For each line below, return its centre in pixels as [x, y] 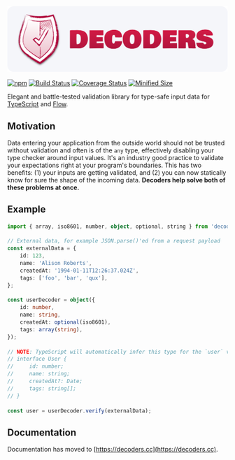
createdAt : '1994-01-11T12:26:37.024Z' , [79, 271]
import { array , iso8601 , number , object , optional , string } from [108, 227]
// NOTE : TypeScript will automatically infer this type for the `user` [115, 352]
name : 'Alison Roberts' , [56, 264]
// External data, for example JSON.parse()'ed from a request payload [114, 241]
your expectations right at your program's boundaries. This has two [104, 165]
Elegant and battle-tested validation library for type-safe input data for [108, 96]
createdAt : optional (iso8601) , [65, 322]
